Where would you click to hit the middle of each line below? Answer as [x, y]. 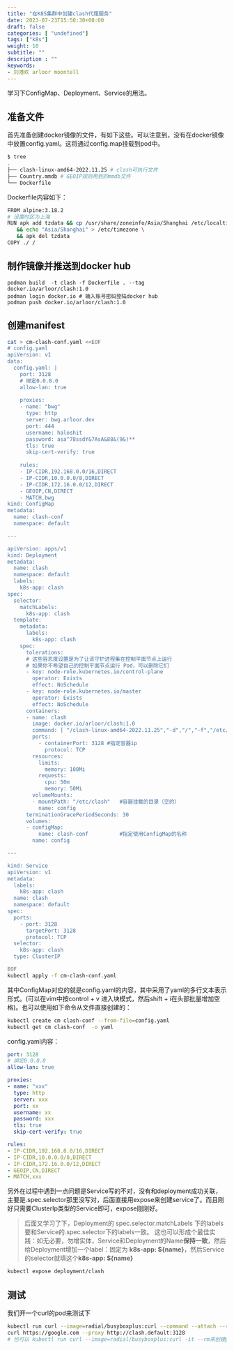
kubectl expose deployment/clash [56, 1272]
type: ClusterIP [37, 957]
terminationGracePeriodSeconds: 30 [77, 815]
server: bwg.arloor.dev [60, 420]
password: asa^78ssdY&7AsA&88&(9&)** [80, 439]
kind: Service [28, 866]
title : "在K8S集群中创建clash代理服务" [60, 14]
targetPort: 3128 [51, 931]
